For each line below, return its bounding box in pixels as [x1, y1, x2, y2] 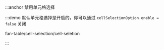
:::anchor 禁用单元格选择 [5, 4, 55, 10]
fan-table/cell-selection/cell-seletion [5, 31, 80, 36]
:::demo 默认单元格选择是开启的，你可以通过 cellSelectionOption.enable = [5, 15, 159, 21]
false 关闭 [5, 21, 26, 26]
